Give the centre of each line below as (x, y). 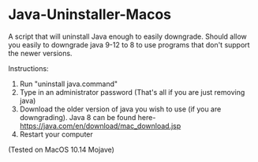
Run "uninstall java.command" (69, 84)
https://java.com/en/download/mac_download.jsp (100, 126)
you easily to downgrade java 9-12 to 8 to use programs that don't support (129, 44)
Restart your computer (56, 134)
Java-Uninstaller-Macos (90, 15)
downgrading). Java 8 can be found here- (88, 117)
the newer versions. (40, 53)
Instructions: (28, 68)
